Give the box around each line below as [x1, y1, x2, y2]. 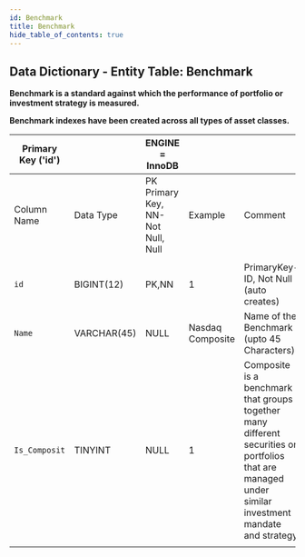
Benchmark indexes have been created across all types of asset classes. [9, 115, 290, 126]
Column [14, 204, 48, 216]
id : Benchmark [9, 13, 64, 23]
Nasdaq [188, 322, 222, 334]
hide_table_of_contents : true [9, 30, 124, 39]
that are [243, 461, 277, 473]
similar [243, 495, 272, 508]
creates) [243, 295, 280, 308]
